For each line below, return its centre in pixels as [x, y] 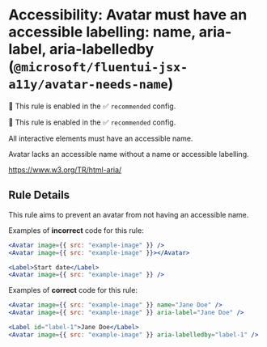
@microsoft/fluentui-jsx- [101, 68]
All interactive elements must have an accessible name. [101, 138]
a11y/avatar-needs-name [88, 85]
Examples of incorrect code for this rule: [76, 230]
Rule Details [39, 195]
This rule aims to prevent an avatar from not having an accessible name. [129, 214]
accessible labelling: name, [102, 32]
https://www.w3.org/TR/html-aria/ [65, 169]
